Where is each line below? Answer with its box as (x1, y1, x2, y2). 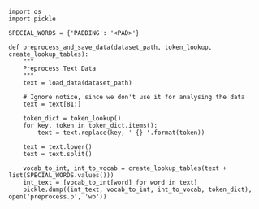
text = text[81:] (23, 100, 82, 108)
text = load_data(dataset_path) (23, 79, 132, 87)
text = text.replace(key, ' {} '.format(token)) (37, 128, 205, 137)
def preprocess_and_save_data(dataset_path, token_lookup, (8, 43, 213, 51)
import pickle (8, 15, 57, 23)
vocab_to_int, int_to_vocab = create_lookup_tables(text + (23, 164, 227, 172)
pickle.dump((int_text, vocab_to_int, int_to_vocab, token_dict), (23, 185, 253, 194)
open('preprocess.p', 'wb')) (8, 193, 107, 201)
